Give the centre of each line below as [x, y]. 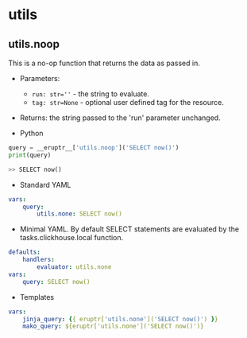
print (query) [30, 155]
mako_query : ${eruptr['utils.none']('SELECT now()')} [113, 326]
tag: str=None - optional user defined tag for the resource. [127, 102]
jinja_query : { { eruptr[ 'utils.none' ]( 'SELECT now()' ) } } [120, 319]
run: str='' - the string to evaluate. [90, 94]
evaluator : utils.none [74, 267]
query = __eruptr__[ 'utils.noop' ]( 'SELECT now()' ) [94, 148]
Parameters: [40, 78]
